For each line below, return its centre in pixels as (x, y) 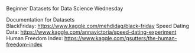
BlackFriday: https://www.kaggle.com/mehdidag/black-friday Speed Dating (97, 26)
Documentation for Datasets (40, 20)
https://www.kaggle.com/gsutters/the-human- (121, 38)
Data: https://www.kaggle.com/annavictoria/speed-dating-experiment (91, 32)
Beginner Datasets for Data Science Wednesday (65, 8)
